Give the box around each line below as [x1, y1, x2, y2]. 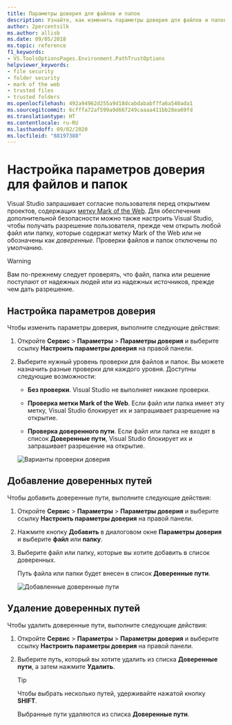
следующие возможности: [17, 373, 97, 380]
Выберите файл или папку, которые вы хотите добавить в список [17, 548, 211, 556]
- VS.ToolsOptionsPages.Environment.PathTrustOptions [7, 55, 166, 62]
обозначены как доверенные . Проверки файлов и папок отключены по [7, 236, 217, 245]
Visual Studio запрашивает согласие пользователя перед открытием [7, 200, 211, 208]
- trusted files [7, 87, 54, 94]
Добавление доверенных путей [7, 475, 153, 487]
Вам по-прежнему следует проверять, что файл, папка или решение [7, 270, 211, 279]
